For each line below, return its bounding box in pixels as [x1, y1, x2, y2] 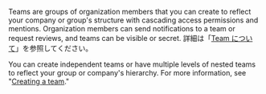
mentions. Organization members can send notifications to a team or [8, 24, 235, 33]
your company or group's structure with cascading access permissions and [8, 15, 259, 25]
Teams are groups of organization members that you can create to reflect [8, 7, 252, 16]
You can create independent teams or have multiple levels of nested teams [8, 59, 256, 69]
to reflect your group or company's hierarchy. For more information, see [8, 68, 247, 77]
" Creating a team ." [8, 76, 70, 86]
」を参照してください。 [15, 43, 93, 53]
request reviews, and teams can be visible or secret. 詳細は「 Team [8, 34, 231, 43]
